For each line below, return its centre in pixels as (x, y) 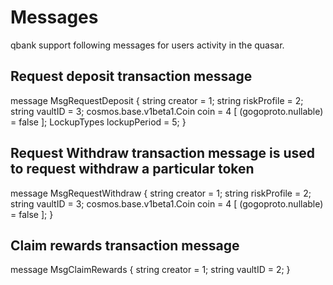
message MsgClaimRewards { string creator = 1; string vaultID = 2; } (150, 270)
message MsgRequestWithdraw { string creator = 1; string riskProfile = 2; (161, 193)
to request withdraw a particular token (132, 169)
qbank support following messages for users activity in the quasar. (147, 45)
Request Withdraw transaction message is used (163, 153)
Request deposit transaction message (131, 76)
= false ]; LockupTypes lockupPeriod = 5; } (98, 122)
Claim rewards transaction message (125, 245)
